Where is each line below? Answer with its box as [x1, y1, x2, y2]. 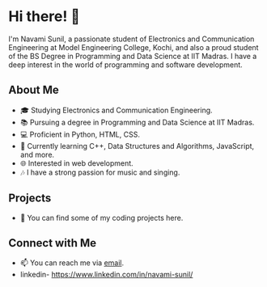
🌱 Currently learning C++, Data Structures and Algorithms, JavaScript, [19, 141, 255, 150]
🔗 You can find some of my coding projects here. [19, 213, 184, 222]
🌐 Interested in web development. [19, 158, 133, 168]
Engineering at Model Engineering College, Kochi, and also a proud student [8, 42, 259, 52]
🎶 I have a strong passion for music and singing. [19, 167, 180, 177]
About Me [8, 83, 59, 97]
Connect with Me [8, 236, 97, 250]
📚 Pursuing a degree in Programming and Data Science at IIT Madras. [19, 117, 255, 127]
